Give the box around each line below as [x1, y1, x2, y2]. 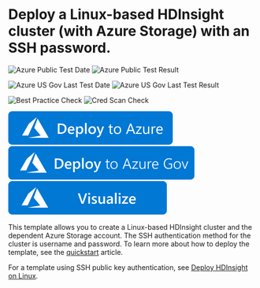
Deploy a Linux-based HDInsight [8, 6, 225, 24]
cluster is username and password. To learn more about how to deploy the [8, 238, 250, 249]
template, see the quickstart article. [8, 247, 124, 257]
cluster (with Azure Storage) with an [8, 22, 251, 40]
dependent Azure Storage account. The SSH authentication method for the [8, 231, 251, 240]
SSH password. [8, 39, 112, 57]
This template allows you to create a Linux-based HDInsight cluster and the [8, 222, 252, 231]
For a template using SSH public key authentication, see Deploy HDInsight [8, 262, 248, 272]
